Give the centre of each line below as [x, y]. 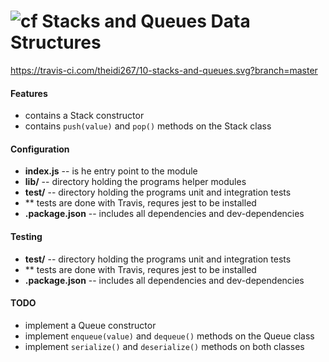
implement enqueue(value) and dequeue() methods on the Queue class [169, 336]
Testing [26, 236]
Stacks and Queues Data [146, 21]
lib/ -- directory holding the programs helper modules [135, 182]
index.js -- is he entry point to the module [111, 171]
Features [29, 93]
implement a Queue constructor [90, 325]
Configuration [40, 149]
